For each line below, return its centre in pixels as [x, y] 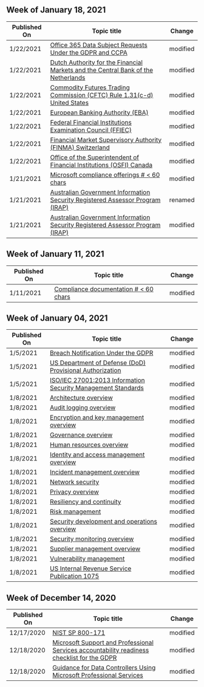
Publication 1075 [74, 576]
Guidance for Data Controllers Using [104, 668]
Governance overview [81, 435]
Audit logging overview [83, 408]
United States [70, 103]
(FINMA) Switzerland [80, 147]
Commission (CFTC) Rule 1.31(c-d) [102, 95]
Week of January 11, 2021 [55, 254]
